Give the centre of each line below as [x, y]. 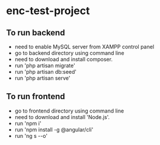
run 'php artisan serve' [42, 78]
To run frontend [36, 96]
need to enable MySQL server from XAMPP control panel [84, 47]
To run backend [36, 33]
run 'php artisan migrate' [45, 65]
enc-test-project [48, 11]
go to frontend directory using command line [69, 111]
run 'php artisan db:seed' [46, 72]
